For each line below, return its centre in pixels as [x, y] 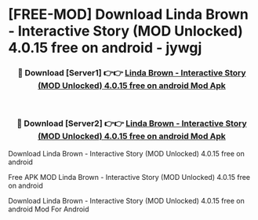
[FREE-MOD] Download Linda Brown [129, 15]
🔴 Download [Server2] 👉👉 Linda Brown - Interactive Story [132, 123]
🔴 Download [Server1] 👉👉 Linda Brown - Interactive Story [132, 73]
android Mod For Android [49, 209]
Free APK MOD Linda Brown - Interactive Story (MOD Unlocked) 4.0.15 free [129, 177]
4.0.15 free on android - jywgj [105, 48]
